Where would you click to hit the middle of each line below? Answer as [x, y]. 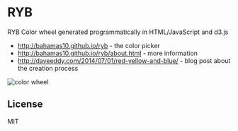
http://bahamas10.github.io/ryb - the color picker [89, 45]
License [25, 104]
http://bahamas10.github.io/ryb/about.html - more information [108, 53]
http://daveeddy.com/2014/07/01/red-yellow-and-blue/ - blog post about [124, 60]
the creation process [48, 68]
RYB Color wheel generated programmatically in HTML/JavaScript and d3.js [118, 32]
